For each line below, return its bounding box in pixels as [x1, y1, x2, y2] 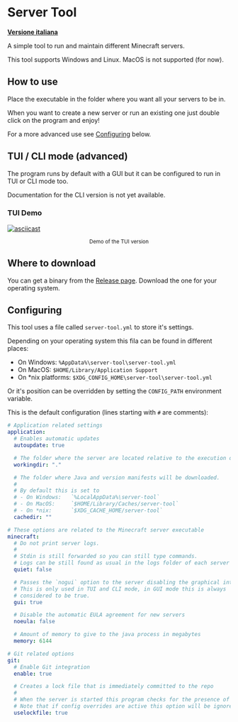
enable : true [13, 670, 52, 677]
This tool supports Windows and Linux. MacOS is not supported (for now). [7, 55, 225, 64]
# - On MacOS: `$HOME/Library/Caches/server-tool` [13, 501, 179, 508]
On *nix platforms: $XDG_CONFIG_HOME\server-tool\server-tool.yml [17, 373, 212, 382]
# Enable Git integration [13, 663, 91, 671]
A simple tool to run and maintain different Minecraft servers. [7, 41, 186, 50]
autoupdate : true [13, 442, 65, 449]
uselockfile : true [13, 709, 69, 716]
